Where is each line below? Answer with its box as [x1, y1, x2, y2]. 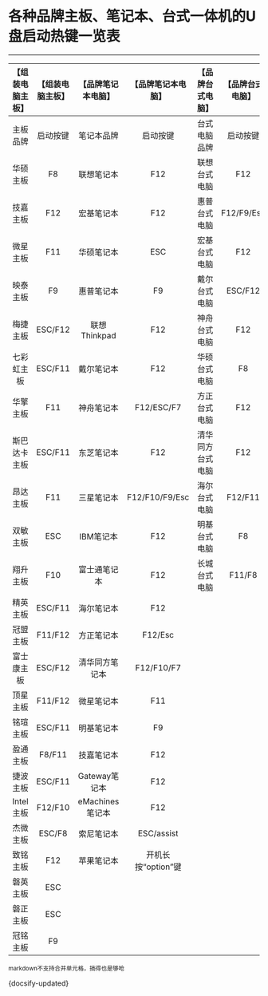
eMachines [77, 796, 120, 807]
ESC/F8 [38, 828, 68, 839]
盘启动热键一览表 [8, 27, 121, 45]
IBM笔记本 [79, 531, 118, 542]
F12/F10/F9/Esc [127, 492, 190, 503]
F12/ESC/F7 [134, 401, 182, 413]
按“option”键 [134, 861, 182, 872]
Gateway [77, 770, 112, 781]
